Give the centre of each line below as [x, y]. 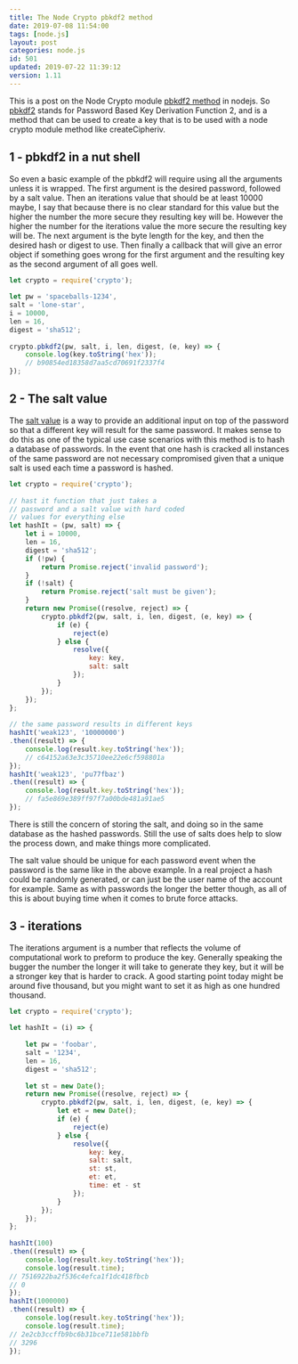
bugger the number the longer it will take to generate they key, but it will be [147, 967]
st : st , [103, 1169]
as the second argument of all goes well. [84, 264]
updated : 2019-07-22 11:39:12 [65, 68]
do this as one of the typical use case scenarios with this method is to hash [147, 439]
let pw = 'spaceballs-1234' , [63, 297]
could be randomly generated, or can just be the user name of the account [146, 879]
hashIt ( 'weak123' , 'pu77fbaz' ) [67, 774]
